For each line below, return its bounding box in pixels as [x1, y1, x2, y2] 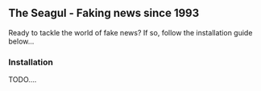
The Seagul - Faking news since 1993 [8, 6, 200, 20]
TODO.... [8, 75, 37, 85]
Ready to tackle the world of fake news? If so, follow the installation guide [8, 27, 253, 37]
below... [8, 36, 35, 46]
